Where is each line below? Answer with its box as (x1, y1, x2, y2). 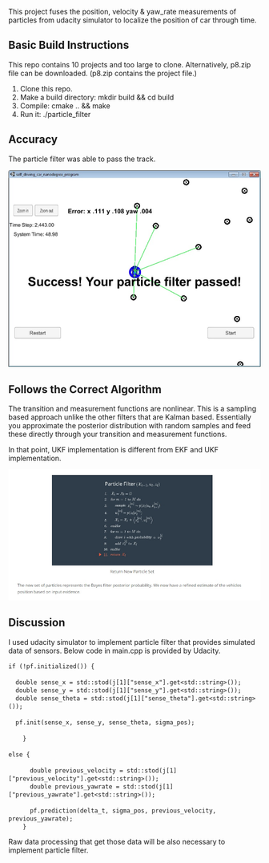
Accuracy (8, 132, 58, 147)
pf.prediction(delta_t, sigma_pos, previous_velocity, (29, 806, 217, 815)
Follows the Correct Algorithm (8, 383, 162, 396)
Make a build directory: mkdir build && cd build (19, 92, 175, 102)
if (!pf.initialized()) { (8, 662, 94, 671)
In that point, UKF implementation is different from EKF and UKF (8, 445, 219, 455)
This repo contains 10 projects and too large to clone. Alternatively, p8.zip (8, 59, 251, 69)
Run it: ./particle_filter (19, 109, 91, 119)
